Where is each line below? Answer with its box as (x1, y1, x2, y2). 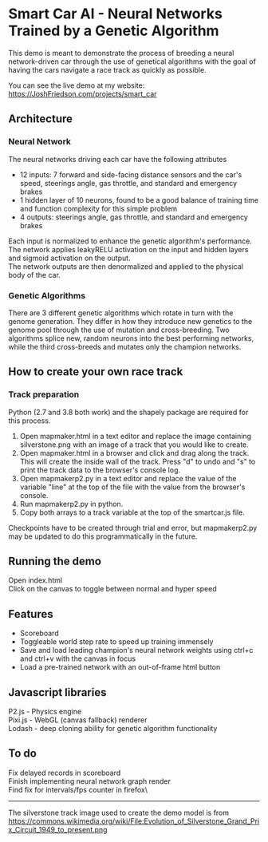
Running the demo (8, 555, 102, 567)
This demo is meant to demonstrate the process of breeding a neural (8, 48, 235, 57)
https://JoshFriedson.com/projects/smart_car (8, 89, 157, 98)
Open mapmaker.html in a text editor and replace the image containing (19, 431, 251, 441)
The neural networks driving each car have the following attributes (8, 154, 227, 164)
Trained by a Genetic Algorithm (8, 22, 219, 40)
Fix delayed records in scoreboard (8, 768, 121, 777)
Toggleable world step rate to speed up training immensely (19, 637, 214, 646)
